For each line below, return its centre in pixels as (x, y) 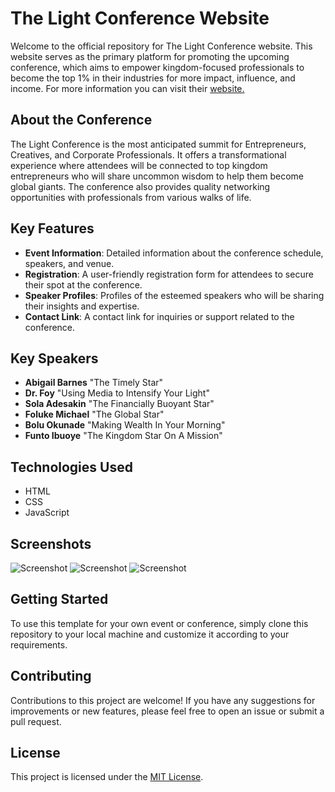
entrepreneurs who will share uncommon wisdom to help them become (157, 176)
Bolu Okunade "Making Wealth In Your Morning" (125, 425)
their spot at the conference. (83, 284)
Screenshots (51, 543)
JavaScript (47, 513)
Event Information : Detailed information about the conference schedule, (174, 253)
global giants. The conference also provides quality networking (140, 186)
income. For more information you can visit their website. (127, 88)
